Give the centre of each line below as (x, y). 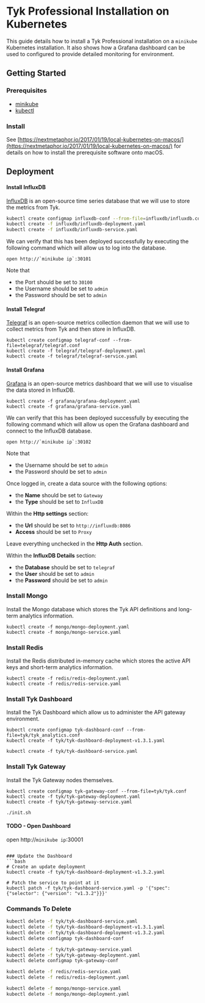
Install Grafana (25, 370)
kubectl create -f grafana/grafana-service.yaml (69, 406)
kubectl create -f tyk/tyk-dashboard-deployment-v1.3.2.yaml (86, 872)
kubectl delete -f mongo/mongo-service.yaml (64, 989)
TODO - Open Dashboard (39, 826)
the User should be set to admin (55, 573)
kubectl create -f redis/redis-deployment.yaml (68, 678)
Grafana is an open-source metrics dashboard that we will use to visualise (99, 383)
